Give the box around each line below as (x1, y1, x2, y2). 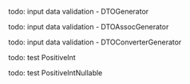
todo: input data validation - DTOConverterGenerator (8, 37, 182, 47)
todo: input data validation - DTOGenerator (8, 7, 149, 16)
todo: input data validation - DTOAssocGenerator (8, 22, 169, 31)
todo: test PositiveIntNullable (8, 68, 103, 78)
